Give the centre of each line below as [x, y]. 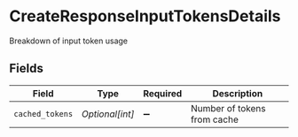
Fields [27, 68]
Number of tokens [228, 108]
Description [238, 93]
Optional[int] [108, 114]
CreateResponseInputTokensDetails [145, 16]
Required [163, 93]
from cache [215, 119]
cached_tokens [43, 114]
